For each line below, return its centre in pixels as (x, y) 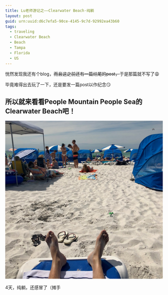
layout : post (19, 16)
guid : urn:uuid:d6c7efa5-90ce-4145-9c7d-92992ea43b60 (62, 21)
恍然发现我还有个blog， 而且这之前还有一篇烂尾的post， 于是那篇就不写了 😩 (82, 74)
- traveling (22, 32)
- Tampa (18, 48)
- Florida (20, 53)
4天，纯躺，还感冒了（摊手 (33, 287)
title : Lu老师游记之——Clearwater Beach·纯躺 (49, 11)
